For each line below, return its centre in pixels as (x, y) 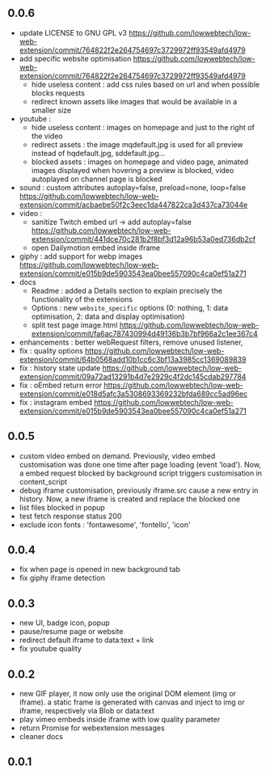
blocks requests (58, 93)
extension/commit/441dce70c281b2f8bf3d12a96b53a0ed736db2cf (143, 239)
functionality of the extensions (82, 299)
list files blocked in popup (62, 507)
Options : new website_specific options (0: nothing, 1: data (130, 307)
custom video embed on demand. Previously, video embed (117, 455)
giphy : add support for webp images (81, 256)
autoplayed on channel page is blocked (97, 179)
